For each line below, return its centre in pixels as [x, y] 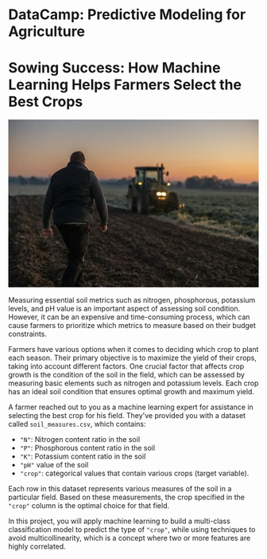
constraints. [28, 334]
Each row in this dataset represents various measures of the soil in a [120, 488]
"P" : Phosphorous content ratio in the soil [87, 448]
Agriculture [47, 31]
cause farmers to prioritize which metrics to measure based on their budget [132, 325]
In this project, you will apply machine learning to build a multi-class [119, 521]
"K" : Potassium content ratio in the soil [83, 456]
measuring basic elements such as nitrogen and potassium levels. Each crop [133, 383]
